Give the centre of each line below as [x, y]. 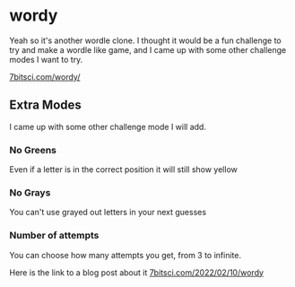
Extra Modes [46, 105]
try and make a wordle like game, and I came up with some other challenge [148, 49]
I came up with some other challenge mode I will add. [108, 126]
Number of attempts [54, 236]
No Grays [30, 192]
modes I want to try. [46, 59]
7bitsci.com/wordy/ [45, 76]
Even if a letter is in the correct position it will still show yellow [123, 170]
